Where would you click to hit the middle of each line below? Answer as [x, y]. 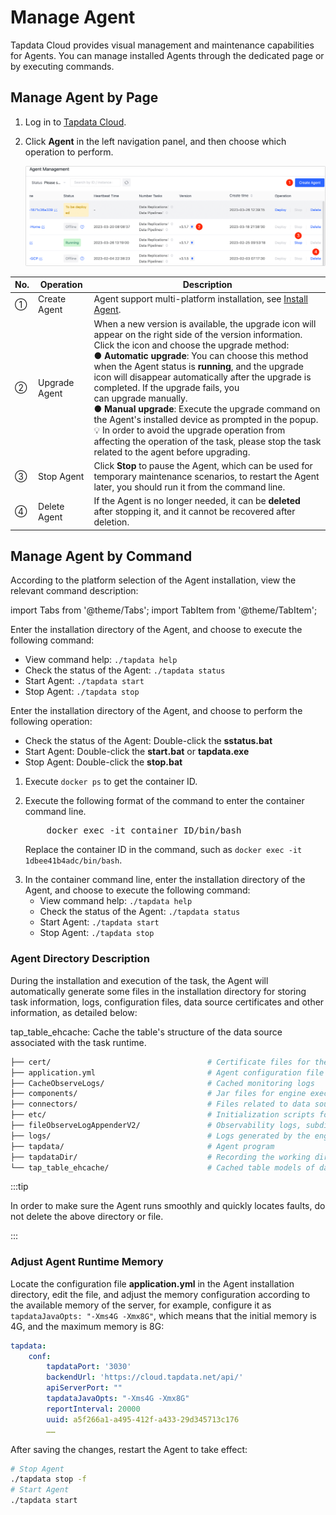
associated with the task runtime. [78, 1042]
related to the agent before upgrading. [172, 452]
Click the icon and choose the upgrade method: [191, 345]
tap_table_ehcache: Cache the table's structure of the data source [146, 1032]
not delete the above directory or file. [87, 1217]
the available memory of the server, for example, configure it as [141, 1305]
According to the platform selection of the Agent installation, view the [153, 580]
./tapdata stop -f [48, 1479]
